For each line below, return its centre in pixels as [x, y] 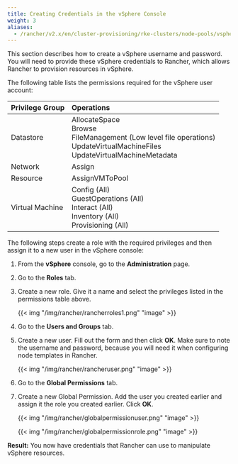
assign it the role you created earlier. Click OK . [85, 404]
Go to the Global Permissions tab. [68, 383]
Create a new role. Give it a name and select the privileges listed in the [120, 292]
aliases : [20, 27]
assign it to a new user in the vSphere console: [75, 250]
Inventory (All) [95, 216]
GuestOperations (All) [108, 199]
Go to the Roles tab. [47, 278]
